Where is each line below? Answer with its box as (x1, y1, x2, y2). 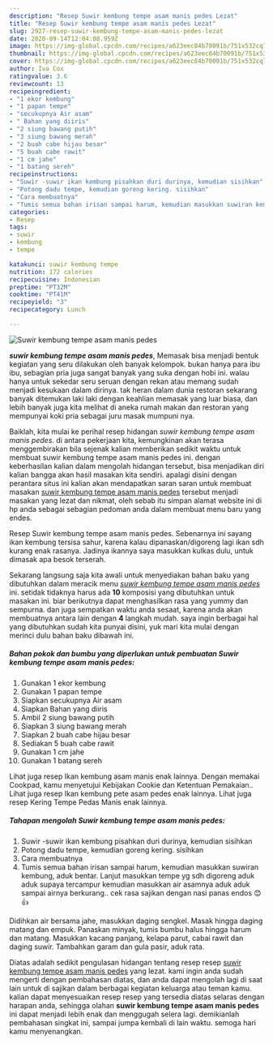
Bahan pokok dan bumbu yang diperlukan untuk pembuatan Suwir (9, 649, 239, 659)
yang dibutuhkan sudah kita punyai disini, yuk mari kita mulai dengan (9, 621, 240, 631)
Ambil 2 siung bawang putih (20, 712, 115, 722)
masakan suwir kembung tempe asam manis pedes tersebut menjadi (9, 487, 238, 496)
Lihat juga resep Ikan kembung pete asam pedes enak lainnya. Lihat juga (9, 788, 252, 798)
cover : (9, 58, 32, 66)
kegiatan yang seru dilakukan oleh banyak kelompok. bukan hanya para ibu (9, 359, 261, 369)
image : (9, 42, 32, 50)
